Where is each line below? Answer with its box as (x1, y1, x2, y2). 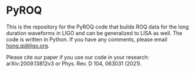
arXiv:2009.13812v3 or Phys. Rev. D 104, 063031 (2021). (6, 60, 142, 67)
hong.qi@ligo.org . (6, 42, 50, 49)
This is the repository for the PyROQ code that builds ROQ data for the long (6, 23, 189, 30)
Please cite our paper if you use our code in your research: (6, 53, 149, 61)
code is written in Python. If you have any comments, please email (6, 36, 167, 43)
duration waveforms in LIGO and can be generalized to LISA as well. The (6, 29, 183, 36)
